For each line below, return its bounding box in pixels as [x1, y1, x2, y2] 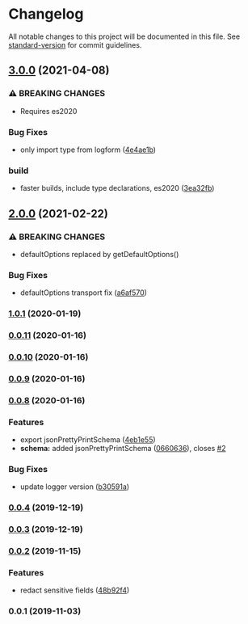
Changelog [8, 5, 84, 23]
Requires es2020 [19, 106, 78, 116]
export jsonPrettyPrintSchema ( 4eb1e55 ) [19, 435, 156, 445]
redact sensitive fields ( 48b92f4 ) [19, 585, 130, 595]
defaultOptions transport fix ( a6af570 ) [19, 288, 148, 297]
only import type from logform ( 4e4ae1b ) [19, 145, 156, 154]
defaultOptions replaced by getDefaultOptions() [19, 249, 179, 259]
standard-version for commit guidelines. [8, 40, 142, 49]
